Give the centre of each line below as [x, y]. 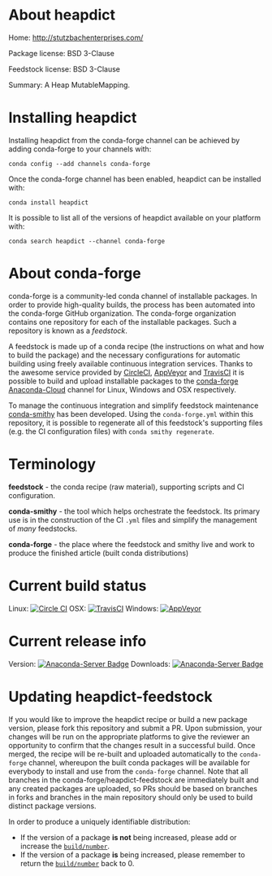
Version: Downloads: [89, 664]
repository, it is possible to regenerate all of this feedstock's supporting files [136, 423]
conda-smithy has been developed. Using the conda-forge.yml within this [131, 414]
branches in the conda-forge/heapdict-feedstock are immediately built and [134, 780]
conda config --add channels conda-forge [80, 164]
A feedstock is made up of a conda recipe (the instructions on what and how [136, 346]
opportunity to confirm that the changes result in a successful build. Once [132, 745]
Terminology [52, 464]
